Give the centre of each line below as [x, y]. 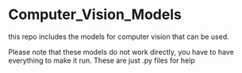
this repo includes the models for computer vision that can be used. [119, 36]
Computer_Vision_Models [95, 15]
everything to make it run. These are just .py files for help [102, 60]
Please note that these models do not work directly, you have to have [121, 52]
